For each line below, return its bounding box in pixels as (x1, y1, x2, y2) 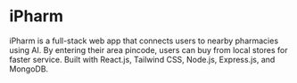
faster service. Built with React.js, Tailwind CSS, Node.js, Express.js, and (9, 54, 276, 64)
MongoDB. (9, 64, 49, 74)
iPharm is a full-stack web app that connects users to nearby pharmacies (9, 35, 279, 46)
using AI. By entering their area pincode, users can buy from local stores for (9, 44, 288, 55)
